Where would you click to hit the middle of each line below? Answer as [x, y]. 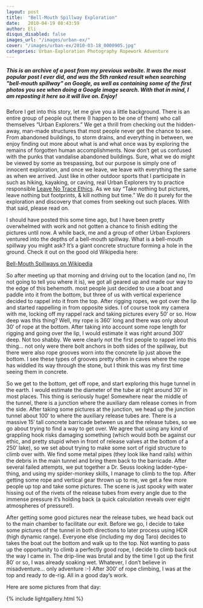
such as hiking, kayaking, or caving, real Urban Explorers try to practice [95, 182]
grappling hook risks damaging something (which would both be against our [101, 435]
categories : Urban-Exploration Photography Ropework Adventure [88, 51]
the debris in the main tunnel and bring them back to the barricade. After [97, 460]
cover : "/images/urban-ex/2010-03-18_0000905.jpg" [71, 46]
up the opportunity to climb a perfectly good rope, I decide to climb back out [101, 549]
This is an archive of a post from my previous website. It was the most [96, 71]
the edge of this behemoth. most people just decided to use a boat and [95, 288]
